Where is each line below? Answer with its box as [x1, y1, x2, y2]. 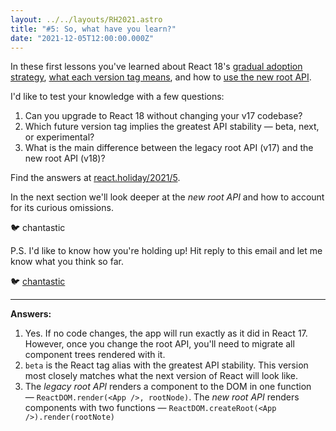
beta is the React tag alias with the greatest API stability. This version [24, 359, 309, 371]
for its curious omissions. [10, 202, 114, 214]
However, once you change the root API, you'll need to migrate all [24, 338, 295, 350]
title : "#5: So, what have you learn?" [10, 24, 177, 34]
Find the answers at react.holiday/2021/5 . [10, 172, 181, 184]
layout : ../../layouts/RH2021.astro [10, 14, 163, 25]
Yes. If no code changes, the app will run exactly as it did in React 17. [24, 327, 308, 340]
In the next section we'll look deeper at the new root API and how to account [10, 191, 325, 203]
